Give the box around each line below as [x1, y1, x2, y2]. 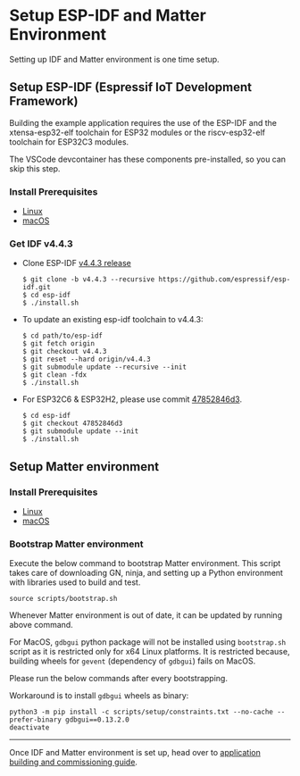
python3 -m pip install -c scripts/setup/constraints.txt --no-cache [9, 707, 274, 717]
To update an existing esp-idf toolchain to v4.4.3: [21, 314, 204, 325]
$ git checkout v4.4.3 [21, 347, 107, 356]
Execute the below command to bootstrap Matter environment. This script [9, 558, 281, 569]
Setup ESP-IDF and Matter [9, 5, 207, 26]
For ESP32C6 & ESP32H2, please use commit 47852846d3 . [21, 394, 243, 405]
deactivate [9, 723, 50, 732]
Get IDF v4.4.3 [9, 238, 73, 250]
